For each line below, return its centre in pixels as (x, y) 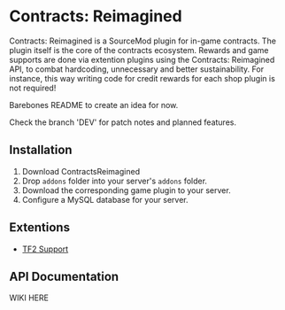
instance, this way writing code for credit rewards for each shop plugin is (142, 78)
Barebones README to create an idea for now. (94, 105)
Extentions (40, 228)
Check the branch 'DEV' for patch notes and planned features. (123, 122)
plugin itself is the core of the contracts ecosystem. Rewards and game (139, 50)
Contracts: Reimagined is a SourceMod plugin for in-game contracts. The (143, 41)
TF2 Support (45, 249)
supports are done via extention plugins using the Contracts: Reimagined (142, 59)
